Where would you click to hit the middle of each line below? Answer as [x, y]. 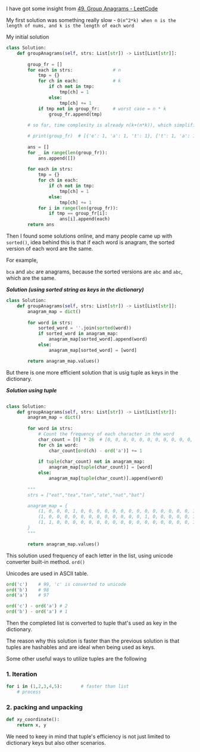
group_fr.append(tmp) [75, 114]
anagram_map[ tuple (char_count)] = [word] [101, 467]
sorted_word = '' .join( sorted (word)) [85, 328]
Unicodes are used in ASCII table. [47, 573]
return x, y [32, 725]
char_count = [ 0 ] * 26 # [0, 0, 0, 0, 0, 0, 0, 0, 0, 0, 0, [115, 439]
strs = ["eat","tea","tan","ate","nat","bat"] [86, 495]
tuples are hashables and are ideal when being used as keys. [81, 647]
